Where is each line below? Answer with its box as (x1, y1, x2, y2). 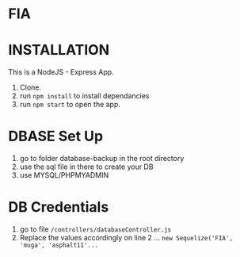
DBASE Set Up (8, 128, 104, 145)
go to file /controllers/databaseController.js (19, 224, 172, 234)
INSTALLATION (8, 41, 109, 59)
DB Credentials (8, 198, 109, 217)
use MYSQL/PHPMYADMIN (19, 171, 109, 180)
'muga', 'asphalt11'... (19, 241, 99, 249)
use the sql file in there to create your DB (19, 162, 154, 171)
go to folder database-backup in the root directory (19, 154, 185, 163)
